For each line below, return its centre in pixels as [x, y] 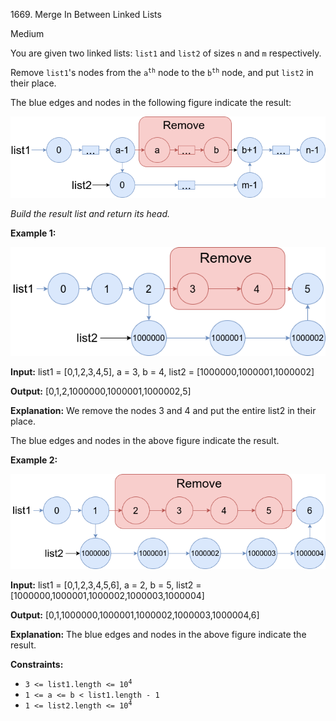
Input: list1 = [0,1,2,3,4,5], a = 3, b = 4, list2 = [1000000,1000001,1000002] [162, 371]
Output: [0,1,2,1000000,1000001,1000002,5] [101, 391]
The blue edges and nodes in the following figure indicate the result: [151, 102]
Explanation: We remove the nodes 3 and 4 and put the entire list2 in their [163, 410]
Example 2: [34, 460]
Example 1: [33, 233]
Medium [27, 33]
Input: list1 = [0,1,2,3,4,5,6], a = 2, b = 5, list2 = [106, 585]
